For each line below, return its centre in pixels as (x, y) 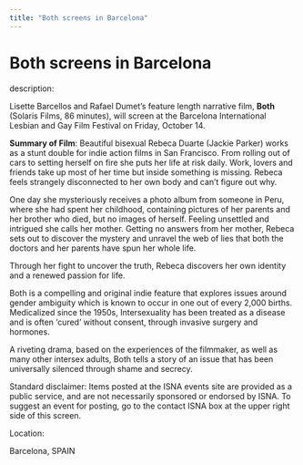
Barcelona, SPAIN (42, 450)
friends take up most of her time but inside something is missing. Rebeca (146, 172)
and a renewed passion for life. (67, 275)
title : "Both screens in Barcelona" (79, 18)
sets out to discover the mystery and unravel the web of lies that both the (146, 238)
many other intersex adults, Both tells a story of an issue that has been (141, 359)
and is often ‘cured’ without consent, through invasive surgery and (134, 322)
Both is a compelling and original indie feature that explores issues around (148, 293)
